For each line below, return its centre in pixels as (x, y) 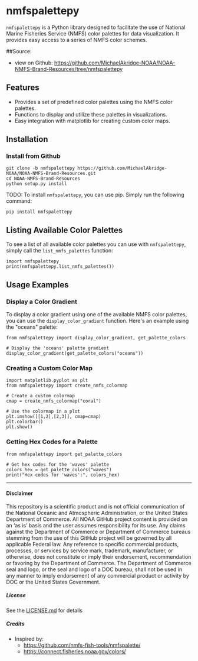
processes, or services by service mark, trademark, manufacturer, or (90, 550)
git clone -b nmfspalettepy (41, 169)
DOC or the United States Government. (53, 582)
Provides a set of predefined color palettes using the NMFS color (93, 102)
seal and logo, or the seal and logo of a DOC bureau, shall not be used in (94, 569)
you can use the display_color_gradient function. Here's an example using (98, 320)
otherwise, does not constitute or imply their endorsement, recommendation (99, 556)
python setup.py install (37, 184)
